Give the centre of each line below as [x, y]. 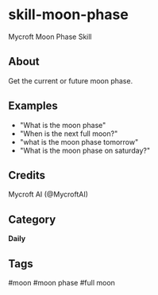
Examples [33, 106]
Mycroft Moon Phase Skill [50, 37]
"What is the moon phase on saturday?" [85, 150]
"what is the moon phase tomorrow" [79, 142]
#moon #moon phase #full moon [62, 283]
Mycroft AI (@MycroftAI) [48, 194]
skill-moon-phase [68, 15]
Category [32, 219]
